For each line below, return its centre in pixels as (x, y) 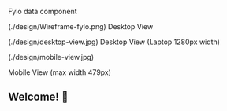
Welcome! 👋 (38, 97)
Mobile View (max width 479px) (60, 72)
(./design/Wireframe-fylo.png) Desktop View (81, 26)
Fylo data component (43, 11)
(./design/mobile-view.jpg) (51, 57)
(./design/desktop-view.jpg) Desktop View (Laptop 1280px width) (114, 42)
